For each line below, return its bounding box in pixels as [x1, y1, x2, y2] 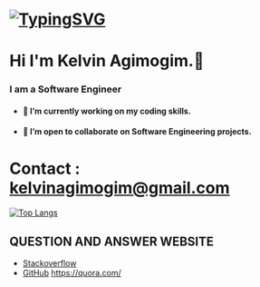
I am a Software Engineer [9, 83, 122, 95]
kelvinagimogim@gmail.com [9, 177, 230, 198]
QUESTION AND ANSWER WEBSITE [9, 233, 215, 249]
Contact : [9, 158, 81, 179]
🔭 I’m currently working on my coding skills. [22, 105, 192, 116]
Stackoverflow [22, 258, 77, 269]
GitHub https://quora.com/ [22, 268, 122, 279]
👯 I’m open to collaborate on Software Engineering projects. [22, 126, 252, 137]
